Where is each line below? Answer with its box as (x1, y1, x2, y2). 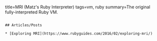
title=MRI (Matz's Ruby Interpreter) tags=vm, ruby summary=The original (5, 4, 150, 10)
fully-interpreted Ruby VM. (5, 9, 58, 15)
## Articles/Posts (5, 23, 42, 27)
